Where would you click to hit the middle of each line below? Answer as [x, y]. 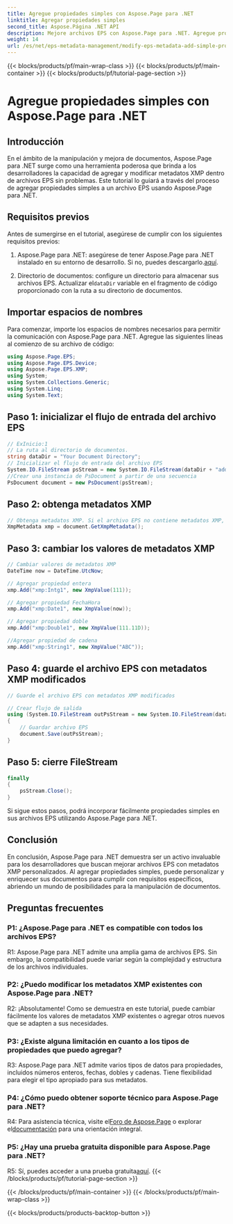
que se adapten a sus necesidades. [58, 1023]
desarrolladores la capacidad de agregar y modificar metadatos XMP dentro [116, 173]
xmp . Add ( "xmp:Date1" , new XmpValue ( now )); [69, 609]
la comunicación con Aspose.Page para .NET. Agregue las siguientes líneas [115, 336]
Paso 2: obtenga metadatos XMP [79, 505]
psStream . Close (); [46, 791]
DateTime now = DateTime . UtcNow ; [55, 571]
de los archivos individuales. [48, 967]
